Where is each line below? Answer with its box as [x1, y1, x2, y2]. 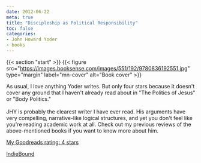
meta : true [6, 14, 34, 20]
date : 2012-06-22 [6, 8, 50, 15]
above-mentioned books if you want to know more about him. [6, 127, 159, 134]
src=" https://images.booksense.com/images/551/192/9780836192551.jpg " [6, 64, 190, 72]
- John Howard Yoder [6, 36, 58, 42]
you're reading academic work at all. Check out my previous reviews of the [6, 121, 191, 128]
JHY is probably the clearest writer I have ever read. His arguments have [6, 108, 186, 115]
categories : [6, 31, 36, 37]
